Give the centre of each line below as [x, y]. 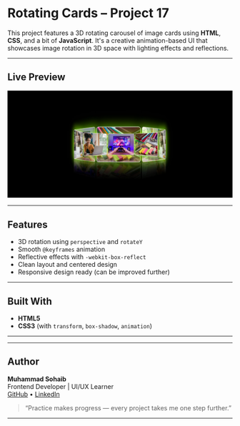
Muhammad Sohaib [37, 379]
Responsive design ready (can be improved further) [94, 272]
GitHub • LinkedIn [34, 394]
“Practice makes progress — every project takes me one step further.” [128, 407]
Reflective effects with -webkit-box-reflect [82, 257]
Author [23, 362]
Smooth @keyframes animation [61, 249]
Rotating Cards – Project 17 [88, 13]
